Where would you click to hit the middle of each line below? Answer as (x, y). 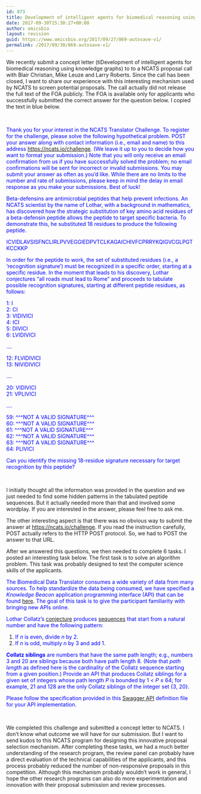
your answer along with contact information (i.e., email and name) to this (95, 142)
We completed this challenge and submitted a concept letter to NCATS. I (95, 728)
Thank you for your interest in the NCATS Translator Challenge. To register (98, 130)
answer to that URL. (31, 539)
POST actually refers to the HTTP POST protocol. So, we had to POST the (97, 533)
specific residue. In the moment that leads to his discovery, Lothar (88, 272)
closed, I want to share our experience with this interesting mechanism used (100, 81)
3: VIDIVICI (20, 316)
